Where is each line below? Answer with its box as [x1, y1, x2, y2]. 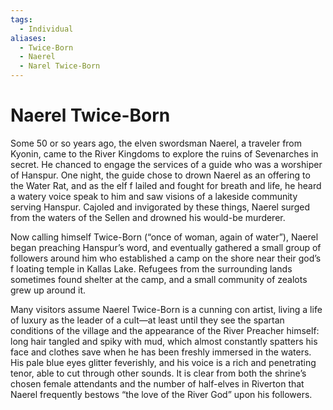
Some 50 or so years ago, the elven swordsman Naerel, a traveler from [10, 137, 303, 149]
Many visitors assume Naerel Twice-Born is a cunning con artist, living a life [10, 303, 323, 315]
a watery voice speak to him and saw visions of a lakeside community [10, 190, 298, 202]
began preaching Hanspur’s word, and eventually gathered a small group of [10, 241, 322, 253]
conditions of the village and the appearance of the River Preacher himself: [10, 324, 320, 336]
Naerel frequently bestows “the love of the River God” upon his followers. [10, 388, 313, 400]
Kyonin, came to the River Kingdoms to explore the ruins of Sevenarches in [10, 147, 319, 160]
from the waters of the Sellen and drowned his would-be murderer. [10, 211, 286, 223]
